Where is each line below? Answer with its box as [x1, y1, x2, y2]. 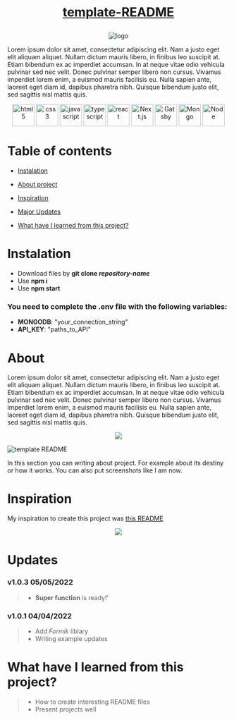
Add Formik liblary [35, 627, 89, 635]
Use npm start [17, 284, 61, 293]
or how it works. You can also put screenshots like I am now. [7, 466, 183, 475]
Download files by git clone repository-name [17, 269, 150, 278]
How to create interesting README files [35, 697, 150, 706]
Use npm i [17, 276, 48, 286]
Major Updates [17, 207, 61, 216]
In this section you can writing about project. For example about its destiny [7, 459, 224, 468]
